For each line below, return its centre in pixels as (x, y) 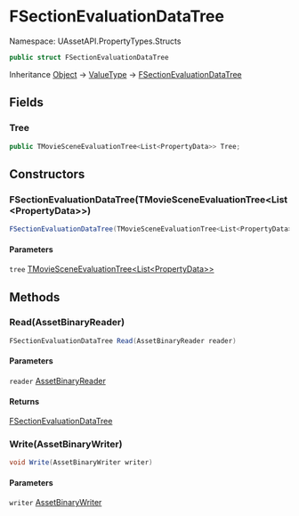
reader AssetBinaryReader (58, 381)
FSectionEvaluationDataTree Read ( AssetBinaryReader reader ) (123, 340)
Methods (35, 297)
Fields (27, 103)
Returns (24, 401)
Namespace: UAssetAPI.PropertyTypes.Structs (95, 41)
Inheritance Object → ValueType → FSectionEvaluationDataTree (125, 74)
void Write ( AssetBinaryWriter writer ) (81, 463)
